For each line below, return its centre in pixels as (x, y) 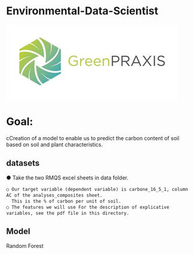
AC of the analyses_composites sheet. (54, 195)
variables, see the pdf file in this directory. (68, 213)
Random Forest (25, 246)
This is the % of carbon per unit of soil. (66, 201)
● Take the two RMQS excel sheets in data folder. (67, 178)
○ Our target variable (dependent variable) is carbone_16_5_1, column (97, 189)
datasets (23, 163)
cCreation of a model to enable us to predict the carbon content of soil (93, 138)
